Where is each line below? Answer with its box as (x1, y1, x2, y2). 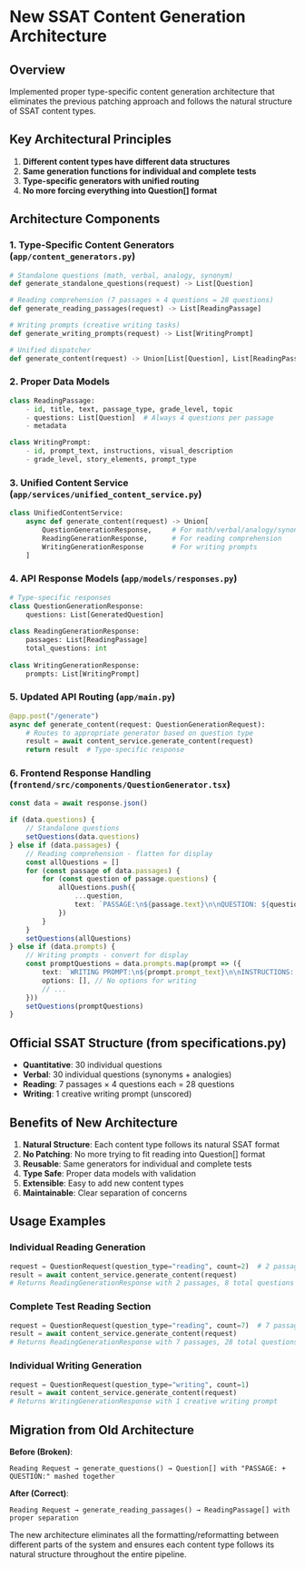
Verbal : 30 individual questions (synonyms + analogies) (22, 1069, 232, 1080)
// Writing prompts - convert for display (25, 951, 189, 960)
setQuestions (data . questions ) (25, 832, 141, 841)
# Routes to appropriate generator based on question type (25, 728, 254, 738)
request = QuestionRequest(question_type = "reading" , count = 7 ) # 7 (9, 1320, 271, 1330)
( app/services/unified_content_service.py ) (9, 487, 202, 500)
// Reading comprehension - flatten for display (25, 849, 213, 858)
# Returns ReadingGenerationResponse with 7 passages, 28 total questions (9, 1338, 299, 1347)
